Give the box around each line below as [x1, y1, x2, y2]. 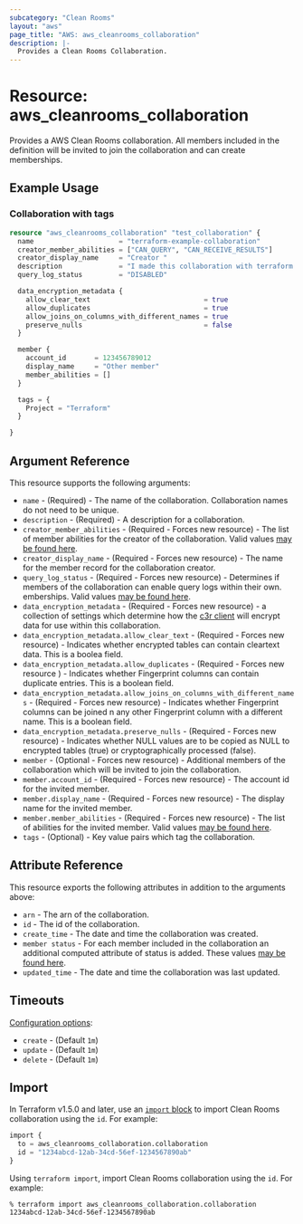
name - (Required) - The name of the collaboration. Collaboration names [22, 494, 289, 505]
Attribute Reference [9, 857, 124, 874]
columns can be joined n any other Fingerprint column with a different [22, 706, 283, 717]
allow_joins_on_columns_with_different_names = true [25, 311, 229, 321]
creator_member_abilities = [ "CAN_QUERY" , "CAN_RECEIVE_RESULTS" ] [17, 245, 273, 254]
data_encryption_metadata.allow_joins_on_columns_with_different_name [22, 689, 295, 698]
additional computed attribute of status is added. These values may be [22, 947, 287, 958]
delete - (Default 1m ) [22, 1054, 99, 1065]
